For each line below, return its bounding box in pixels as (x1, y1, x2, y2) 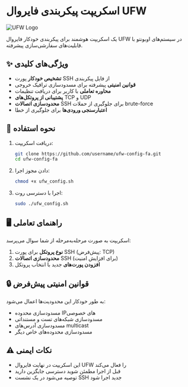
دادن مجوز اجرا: (14, 167, 50, 174)
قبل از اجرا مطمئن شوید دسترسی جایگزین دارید (14, 367, 121, 375)
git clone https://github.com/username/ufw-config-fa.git (14, 150, 161, 157)
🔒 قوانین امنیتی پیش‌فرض (6, 279, 89, 289)
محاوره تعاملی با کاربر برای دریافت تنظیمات (14, 87, 111, 95)
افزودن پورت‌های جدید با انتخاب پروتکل (14, 260, 100, 268)
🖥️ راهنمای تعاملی (6, 218, 62, 228)
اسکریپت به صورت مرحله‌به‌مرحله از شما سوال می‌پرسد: (6, 237, 132, 244)
